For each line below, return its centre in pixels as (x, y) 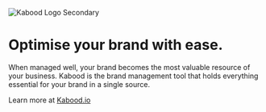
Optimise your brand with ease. (116, 45)
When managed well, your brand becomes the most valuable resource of (129, 67)
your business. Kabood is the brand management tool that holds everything (133, 76)
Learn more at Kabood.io (50, 100)
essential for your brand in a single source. (79, 84)
